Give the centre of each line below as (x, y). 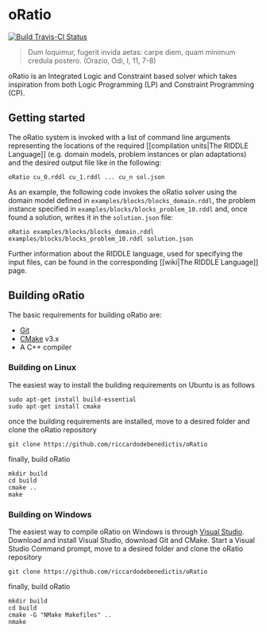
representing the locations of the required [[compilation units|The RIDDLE (128, 146)
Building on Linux (42, 368)
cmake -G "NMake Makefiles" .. (60, 615)
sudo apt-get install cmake (55, 406)
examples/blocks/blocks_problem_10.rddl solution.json (101, 239)
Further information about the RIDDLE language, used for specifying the (126, 253)
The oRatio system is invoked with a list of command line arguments (120, 137)
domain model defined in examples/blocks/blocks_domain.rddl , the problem (132, 200)
